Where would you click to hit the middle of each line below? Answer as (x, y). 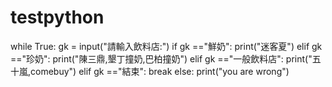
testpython (57, 17)
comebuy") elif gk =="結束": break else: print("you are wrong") (160, 71)
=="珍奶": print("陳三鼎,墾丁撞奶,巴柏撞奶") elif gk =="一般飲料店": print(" (161, 58)
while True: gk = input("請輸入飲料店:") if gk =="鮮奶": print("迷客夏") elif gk (166, 46)
